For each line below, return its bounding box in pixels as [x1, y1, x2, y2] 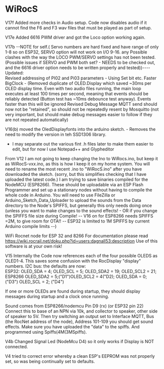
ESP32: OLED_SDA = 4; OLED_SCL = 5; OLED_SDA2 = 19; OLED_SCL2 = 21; [5, 268, 157, 274]
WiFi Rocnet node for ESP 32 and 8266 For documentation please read [5, 233, 148, 239]
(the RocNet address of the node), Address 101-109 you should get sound [5, 319, 153, 324]
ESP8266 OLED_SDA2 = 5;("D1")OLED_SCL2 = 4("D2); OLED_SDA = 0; [5, 273, 147, 279]
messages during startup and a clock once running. [5, 293, 109, 299]
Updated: [5, 70, 24, 75]
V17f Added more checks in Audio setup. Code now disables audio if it [5, 20, 147, 25]
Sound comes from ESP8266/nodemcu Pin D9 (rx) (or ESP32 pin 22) [5, 303, 144, 309]
